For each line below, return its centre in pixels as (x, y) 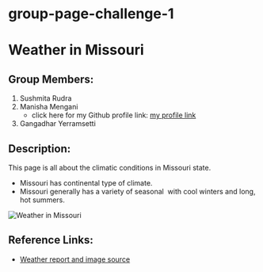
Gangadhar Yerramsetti (58, 124)
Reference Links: (51, 240)
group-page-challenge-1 (91, 14)
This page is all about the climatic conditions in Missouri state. (110, 168)
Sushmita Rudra (46, 98)
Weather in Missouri (76, 50)
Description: (40, 149)
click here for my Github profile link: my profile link (114, 115)
